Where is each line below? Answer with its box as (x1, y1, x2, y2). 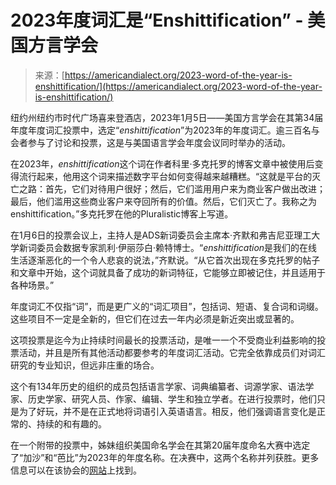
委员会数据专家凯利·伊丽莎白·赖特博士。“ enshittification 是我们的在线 (36, 241, 318, 253)
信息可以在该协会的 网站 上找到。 (10, 464, 142, 476)
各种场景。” (10, 279, 55, 291)
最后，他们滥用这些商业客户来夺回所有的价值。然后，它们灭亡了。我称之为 (10, 195, 317, 207)
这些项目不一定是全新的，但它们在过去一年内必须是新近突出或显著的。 (10, 312, 300, 325)
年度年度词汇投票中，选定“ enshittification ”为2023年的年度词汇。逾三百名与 (10, 124, 320, 136)
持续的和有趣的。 (36, 417, 107, 430)
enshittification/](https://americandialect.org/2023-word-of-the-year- (34, 80, 323, 92)
